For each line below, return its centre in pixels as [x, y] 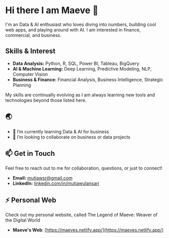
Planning [22, 85]
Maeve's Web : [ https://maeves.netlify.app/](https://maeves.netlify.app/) [88, 230]
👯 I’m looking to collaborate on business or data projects [71, 137]
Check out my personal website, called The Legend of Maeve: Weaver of [81, 215]
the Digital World [23, 220]
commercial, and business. [33, 35]
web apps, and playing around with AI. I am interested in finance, [73, 29]
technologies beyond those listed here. [46, 100]
